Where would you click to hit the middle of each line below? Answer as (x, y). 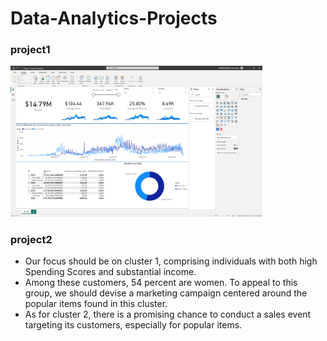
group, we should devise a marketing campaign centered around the (166, 293)
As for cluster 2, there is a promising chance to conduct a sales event (168, 314)
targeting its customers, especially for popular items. (133, 325)
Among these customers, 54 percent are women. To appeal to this (161, 283)
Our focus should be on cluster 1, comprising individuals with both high (171, 261)
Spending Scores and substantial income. (110, 272)
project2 (31, 239)
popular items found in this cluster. (96, 304)
